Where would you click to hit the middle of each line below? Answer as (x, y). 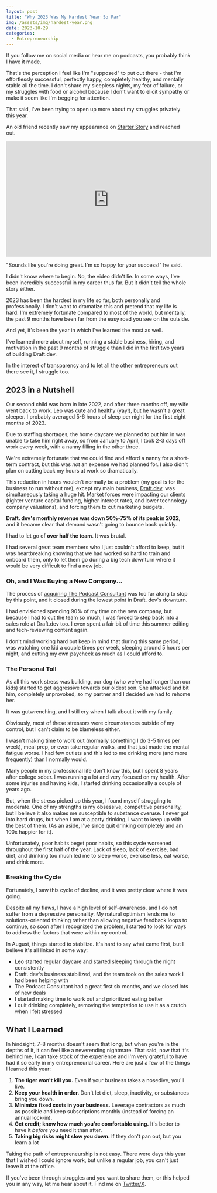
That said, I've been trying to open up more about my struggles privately (93, 109)
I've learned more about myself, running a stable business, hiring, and (90, 341)
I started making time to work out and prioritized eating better (89, 999)
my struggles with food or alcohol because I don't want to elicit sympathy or (98, 92)
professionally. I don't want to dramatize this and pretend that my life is (92, 306)
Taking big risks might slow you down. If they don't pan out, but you (98, 1136)
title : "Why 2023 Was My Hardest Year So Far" (64, 17)
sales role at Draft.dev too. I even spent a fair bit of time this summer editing (97, 624)
